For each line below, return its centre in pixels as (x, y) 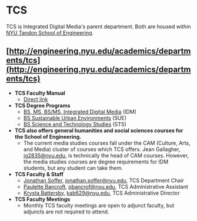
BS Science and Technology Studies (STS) (75, 124)
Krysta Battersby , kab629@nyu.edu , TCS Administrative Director (102, 193)
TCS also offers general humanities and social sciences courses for (99, 130)
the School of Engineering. (48, 136)
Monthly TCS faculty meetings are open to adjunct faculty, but (99, 205)
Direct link (36, 99)
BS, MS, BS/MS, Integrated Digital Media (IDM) (80, 112)
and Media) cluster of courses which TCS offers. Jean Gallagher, (102, 149)
